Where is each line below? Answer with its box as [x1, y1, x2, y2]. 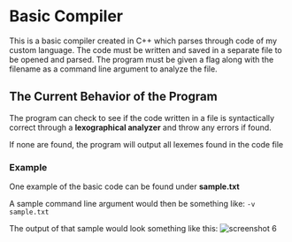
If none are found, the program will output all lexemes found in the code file [9, 139, 284, 149]
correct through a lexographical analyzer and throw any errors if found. [9, 122, 272, 132]
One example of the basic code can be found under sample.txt [9, 181, 241, 192]
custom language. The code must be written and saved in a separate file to [9, 44, 282, 55]
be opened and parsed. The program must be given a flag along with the [9, 54, 274, 64]
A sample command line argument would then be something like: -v [9, 199, 256, 209]
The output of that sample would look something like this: [9, 223, 219, 234]
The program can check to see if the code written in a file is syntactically [9, 112, 275, 123]
